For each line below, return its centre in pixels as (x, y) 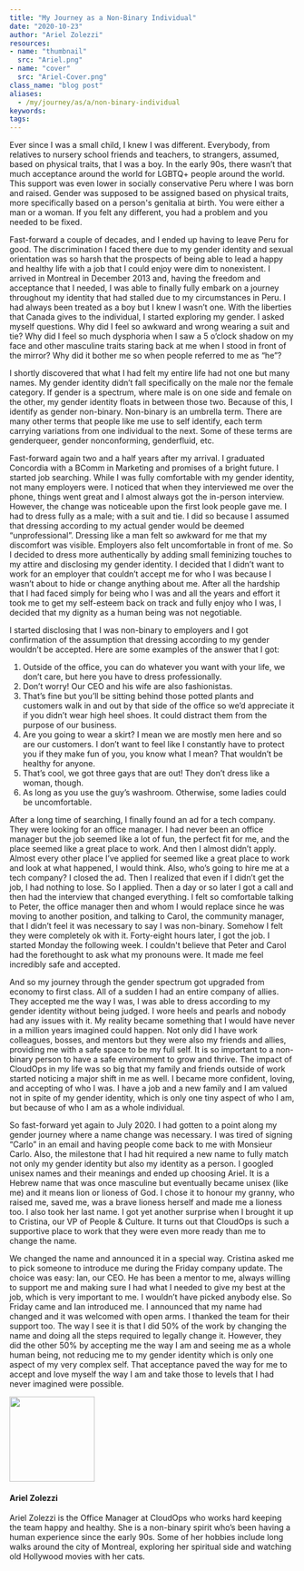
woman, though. (53, 783)
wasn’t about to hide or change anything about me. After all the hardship (145, 584)
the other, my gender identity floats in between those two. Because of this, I (151, 402)
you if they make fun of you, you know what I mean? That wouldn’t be (153, 754)
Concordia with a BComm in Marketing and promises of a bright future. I (144, 468)
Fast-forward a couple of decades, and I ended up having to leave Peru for (149, 240)
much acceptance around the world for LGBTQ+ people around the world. (147, 174)
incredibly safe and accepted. (65, 964)
